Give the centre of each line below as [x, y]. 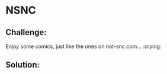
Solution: [23, 65]
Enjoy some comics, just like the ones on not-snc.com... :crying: [83, 46]
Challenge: [26, 32]
